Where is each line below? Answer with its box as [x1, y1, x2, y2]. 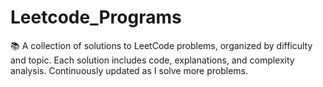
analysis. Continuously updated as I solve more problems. [10, 64, 249, 76]
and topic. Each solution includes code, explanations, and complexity [10, 54, 295, 66]
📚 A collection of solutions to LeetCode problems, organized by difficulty [10, 39, 313, 51]
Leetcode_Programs [10, 6, 182, 29]
